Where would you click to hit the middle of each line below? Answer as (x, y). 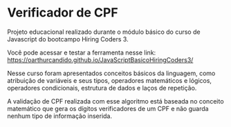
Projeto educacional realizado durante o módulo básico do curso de (104, 32)
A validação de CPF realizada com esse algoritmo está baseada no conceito (115, 101)
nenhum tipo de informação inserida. (60, 116)
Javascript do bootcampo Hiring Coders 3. (68, 39)
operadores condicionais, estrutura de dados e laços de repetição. (102, 88)
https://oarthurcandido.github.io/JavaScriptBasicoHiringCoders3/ (100, 59)
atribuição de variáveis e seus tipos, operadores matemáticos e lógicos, (110, 80)
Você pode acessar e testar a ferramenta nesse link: (82, 52)
